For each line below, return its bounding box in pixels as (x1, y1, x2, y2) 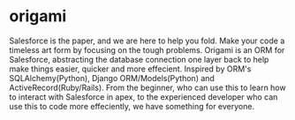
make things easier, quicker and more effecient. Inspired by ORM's (9, 64, 252, 74)
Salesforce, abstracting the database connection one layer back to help (9, 54, 269, 64)
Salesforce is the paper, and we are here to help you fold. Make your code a (9, 35, 285, 46)
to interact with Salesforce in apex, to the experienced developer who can (9, 91, 278, 102)
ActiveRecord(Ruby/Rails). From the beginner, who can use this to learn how (9, 82, 286, 93)
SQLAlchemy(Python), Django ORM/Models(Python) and (9, 72, 215, 83)
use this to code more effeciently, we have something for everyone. (9, 101, 254, 111)
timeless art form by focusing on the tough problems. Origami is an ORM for (9, 44, 285, 55)
